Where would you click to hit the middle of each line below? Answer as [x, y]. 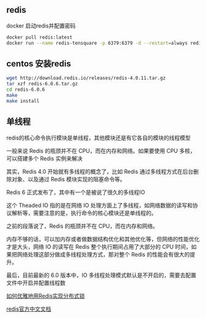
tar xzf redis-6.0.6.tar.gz [42, 84]
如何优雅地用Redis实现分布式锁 [46, 296]
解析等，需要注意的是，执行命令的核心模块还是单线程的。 [84, 213]
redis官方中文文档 [29, 309]
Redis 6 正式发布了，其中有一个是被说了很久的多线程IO [76, 192]
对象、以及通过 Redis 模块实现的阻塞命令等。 [68, 179]
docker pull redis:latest [39, 37]
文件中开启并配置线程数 [36, 282]
